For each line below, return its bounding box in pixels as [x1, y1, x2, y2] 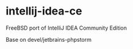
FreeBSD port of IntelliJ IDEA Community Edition [5, 24, 128, 31]
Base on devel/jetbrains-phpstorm [5, 36, 92, 43]
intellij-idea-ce [5, 4, 82, 18]
